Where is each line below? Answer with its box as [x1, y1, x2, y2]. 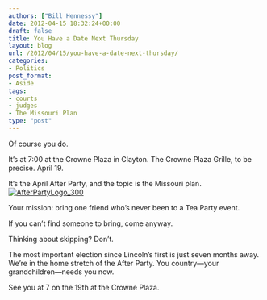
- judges [8, 102, 38, 110]
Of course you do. [8, 139, 69, 148]
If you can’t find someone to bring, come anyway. [8, 219, 173, 228]
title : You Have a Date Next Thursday [8, 34, 139, 43]
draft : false [8, 27, 52, 35]
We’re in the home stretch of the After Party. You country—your [8, 258, 219, 268]
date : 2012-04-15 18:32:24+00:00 [8, 19, 121, 27]
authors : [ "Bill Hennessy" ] [8, 11, 103, 20]
